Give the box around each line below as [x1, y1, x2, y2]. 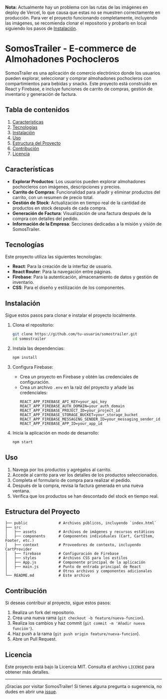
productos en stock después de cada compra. [12, 205, 107, 211]
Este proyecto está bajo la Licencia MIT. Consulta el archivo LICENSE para [5, 664, 155, 670]
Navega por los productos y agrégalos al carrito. [12, 466, 112, 472]
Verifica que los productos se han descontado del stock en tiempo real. [12, 493, 159, 499]
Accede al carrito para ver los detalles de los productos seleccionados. [12, 471, 158, 478]
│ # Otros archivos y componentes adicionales [5, 569, 153, 574]
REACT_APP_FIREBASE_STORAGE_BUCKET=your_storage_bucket [19, 412, 138, 417]
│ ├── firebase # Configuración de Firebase [5, 551, 119, 556]
